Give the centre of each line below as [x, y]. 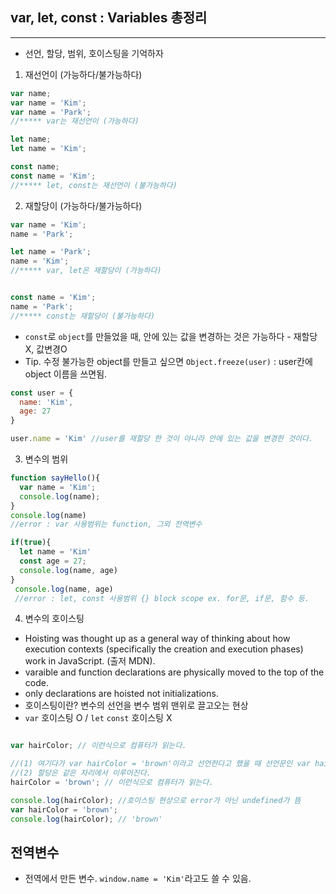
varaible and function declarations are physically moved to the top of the [174, 672]
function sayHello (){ [55, 478]
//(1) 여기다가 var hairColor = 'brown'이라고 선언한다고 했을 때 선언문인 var [160, 764]
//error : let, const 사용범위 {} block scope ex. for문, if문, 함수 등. [162, 598]
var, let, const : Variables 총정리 [109, 18]
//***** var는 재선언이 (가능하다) [75, 121]
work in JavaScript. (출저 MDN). [90, 661]
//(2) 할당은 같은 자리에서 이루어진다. [81, 773]
